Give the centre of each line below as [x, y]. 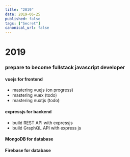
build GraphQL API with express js [47, 128]
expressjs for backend [28, 112]
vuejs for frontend [24, 79]
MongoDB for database [29, 139]
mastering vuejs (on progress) [43, 90]
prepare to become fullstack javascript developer [65, 68]
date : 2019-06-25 [23, 14]
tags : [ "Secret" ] [23, 23]
